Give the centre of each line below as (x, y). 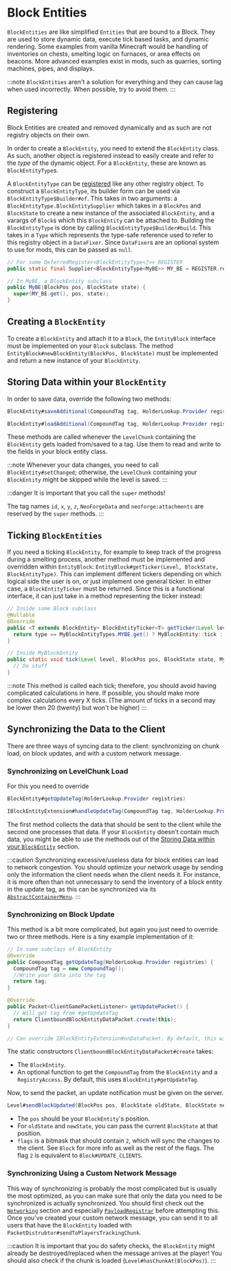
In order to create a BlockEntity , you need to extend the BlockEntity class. (113, 148)
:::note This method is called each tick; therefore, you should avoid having (112, 685)
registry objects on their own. (49, 135)
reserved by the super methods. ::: (56, 514)
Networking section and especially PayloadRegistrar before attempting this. (113, 1210)
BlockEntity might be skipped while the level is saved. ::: (87, 480)
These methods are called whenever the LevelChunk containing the (101, 437)
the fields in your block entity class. (57, 452)
